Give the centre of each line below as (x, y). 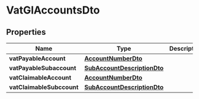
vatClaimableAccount (40, 77)
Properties (26, 32)
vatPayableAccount (37, 58)
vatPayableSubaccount (43, 68)
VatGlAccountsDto (53, 10)
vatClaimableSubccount (44, 87)
